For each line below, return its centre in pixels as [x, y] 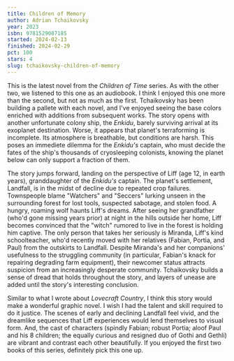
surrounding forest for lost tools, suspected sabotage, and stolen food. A [112, 202]
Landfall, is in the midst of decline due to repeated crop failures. [99, 188]
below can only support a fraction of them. [69, 160]
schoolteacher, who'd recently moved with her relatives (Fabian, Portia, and [116, 240]
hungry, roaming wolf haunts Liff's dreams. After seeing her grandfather [111, 210]
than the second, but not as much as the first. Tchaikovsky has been [105, 100]
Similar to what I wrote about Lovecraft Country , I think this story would [110, 298]
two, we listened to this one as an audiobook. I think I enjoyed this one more [116, 93]
